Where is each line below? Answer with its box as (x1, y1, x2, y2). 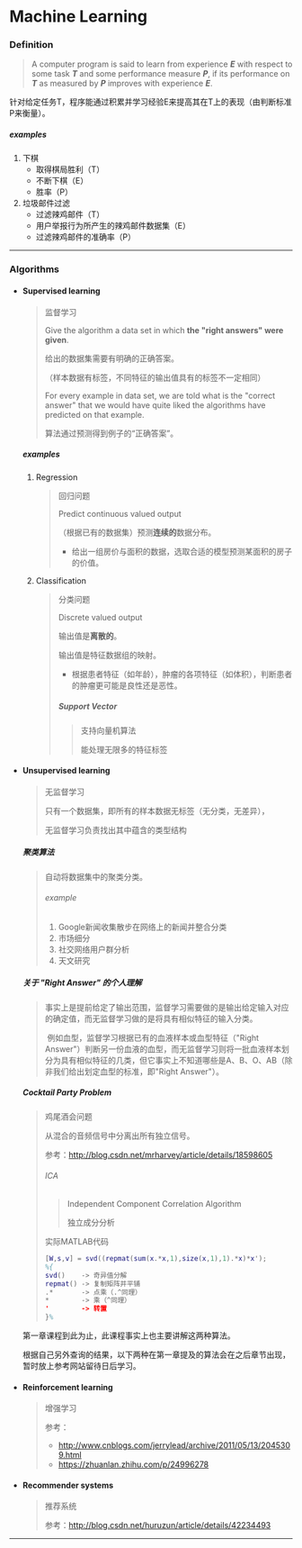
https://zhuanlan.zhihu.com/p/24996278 (58, 1459, 209, 1470)
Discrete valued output (58, 611, 143, 622)
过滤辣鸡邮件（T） (35, 209, 105, 220)
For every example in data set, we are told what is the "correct (44, 390, 276, 401)
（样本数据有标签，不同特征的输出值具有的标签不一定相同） (44, 372, 266, 383)
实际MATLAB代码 (44, 1236, 110, 1247)
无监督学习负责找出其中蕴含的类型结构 (44, 824, 187, 835)
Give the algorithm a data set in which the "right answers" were (44, 324, 284, 335)
